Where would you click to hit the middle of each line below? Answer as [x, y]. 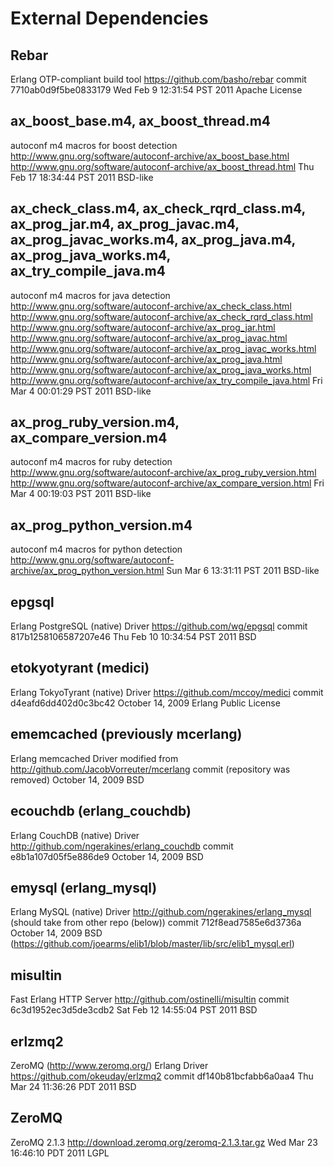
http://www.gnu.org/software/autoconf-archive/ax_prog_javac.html [149, 338]
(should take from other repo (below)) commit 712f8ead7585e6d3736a [156, 923]
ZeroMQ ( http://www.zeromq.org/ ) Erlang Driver [109, 1065]
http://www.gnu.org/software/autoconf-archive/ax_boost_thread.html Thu [162, 166]
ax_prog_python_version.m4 [101, 525]
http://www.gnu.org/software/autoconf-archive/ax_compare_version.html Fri [167, 483]
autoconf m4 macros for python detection [96, 549]
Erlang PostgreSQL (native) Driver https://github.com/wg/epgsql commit [159, 626]
